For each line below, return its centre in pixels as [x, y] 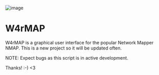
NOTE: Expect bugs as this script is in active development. [67, 58]
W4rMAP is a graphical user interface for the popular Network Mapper [79, 42]
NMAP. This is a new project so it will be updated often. [63, 48]
